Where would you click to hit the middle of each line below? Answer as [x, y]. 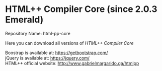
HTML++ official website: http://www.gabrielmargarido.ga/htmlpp [72, 63]
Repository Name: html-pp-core [38, 33]
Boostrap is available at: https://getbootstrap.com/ [57, 53]
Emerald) [24, 20]
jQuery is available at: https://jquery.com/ [47, 58]
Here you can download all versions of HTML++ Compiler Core [70, 43]
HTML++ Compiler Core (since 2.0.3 [81, 9]
